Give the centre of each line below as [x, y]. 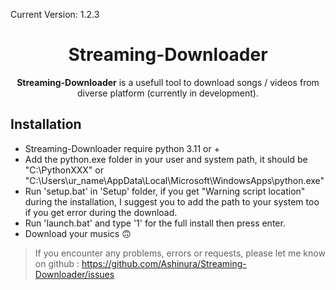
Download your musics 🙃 [78, 233]
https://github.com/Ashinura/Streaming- [164, 263]
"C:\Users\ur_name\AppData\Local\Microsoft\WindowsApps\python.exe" [174, 180]
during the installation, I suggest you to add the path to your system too [172, 201]
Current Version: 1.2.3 [55, 14]
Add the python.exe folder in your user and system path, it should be [166, 159]
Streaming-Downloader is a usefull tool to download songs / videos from [168, 82]
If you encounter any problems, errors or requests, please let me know [180, 253]
